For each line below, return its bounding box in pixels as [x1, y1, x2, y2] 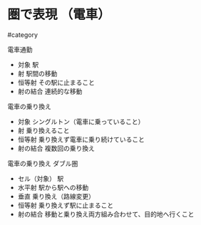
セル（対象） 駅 [17, 174, 64, 182]
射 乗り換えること [17, 126, 70, 135]
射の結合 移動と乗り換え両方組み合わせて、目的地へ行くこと [17, 209, 195, 218]
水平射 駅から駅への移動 [17, 183, 89, 192]
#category [7, 30, 38, 39]
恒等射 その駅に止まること [17, 78, 95, 86]
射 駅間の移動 [17, 69, 58, 78]
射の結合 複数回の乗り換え [17, 144, 95, 152]
